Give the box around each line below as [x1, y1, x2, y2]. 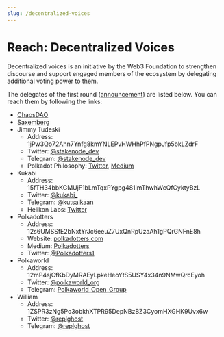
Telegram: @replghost [27, 321, 90, 329]
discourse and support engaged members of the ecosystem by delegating [7, 69, 217, 77]
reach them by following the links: [7, 97, 103, 105]
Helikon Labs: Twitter [27, 205, 88, 213]
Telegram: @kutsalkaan [27, 198, 94, 206]
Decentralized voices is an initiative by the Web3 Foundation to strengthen [7, 62, 217, 71]
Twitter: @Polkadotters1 [27, 249, 95, 257]
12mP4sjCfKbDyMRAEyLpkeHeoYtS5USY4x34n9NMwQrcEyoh [27, 271, 206, 279]
